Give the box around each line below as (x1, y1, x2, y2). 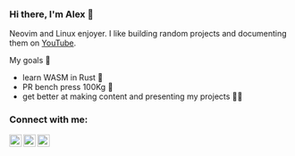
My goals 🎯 (9, 55, 51, 66)
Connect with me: (9, 113, 88, 126)
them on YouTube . (9, 37, 77, 48)
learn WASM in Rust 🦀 (21, 72, 104, 83)
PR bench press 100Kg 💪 (21, 82, 114, 93)
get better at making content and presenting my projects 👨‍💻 (21, 91, 243, 102)
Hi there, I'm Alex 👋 (9, 8, 94, 21)
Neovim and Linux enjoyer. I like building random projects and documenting (9, 29, 288, 39)
